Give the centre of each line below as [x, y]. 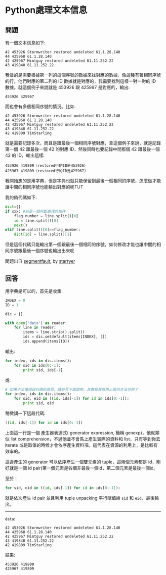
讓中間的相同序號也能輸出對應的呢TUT [44, 187]
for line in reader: [35, 328]
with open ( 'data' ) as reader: [36, 323]
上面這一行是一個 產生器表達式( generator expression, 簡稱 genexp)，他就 [80, 432]
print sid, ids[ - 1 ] [43, 370]
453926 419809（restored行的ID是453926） [46, 166]
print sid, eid [39, 403]
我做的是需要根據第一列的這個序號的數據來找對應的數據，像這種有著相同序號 [83, 75]
